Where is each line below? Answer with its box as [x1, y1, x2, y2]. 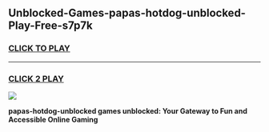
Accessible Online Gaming [8, 114, 98, 124]
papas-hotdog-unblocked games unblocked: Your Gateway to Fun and [8, 106, 248, 115]
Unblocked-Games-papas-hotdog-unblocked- [8, 6, 247, 20]
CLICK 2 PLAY [8, 73, 64, 84]
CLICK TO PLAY [8, 43, 70, 54]
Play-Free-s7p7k [8, 19, 94, 33]
